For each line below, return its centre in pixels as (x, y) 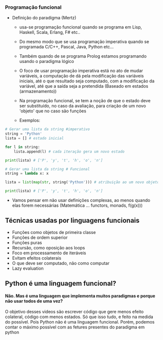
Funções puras (27, 242)
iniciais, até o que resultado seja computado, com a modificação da (87, 81)
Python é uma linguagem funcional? (61, 284)
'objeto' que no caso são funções (53, 111)
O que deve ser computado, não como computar (61, 263)
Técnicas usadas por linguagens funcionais (72, 221)
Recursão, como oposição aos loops (49, 247)
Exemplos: (30, 121)
